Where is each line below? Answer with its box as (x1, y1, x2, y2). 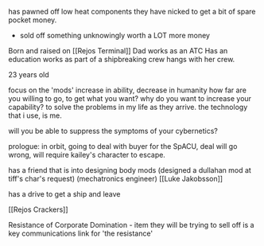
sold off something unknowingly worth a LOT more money (19, 31, 211, 40)
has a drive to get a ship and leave (8, 189, 121, 198)
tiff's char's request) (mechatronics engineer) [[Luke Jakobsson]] (8, 174, 223, 183)
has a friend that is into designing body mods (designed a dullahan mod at (8, 166, 252, 174)
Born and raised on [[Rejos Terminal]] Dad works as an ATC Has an (8, 46, 228, 55)
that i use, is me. (8, 111, 62, 120)
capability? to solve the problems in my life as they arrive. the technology (8, 103, 248, 111)
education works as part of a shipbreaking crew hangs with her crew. (8, 55, 235, 64)
